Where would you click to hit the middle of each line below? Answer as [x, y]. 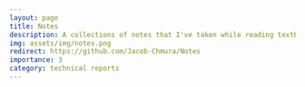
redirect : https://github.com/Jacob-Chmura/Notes [105, 52]
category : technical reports [64, 69]
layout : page [34, 18]
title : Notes [34, 26]
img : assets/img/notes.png [60, 43]
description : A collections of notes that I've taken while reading [142, 34]
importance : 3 [36, 60]
